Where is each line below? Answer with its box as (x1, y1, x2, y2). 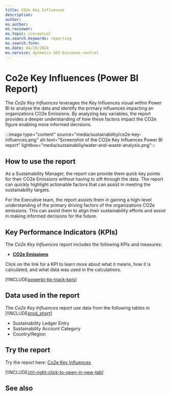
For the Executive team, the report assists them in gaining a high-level (5, 197, 152, 203)
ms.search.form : (5, 41, 40, 46)
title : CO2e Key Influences (5, 7, 65, 13)
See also (5, 384, 33, 393)
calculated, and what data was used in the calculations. (5, 266, 122, 273)
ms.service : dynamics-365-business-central (5, 50, 99, 55)
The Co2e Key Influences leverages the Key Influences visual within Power (5, 100, 162, 106)
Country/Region (12, 331, 46, 337)
